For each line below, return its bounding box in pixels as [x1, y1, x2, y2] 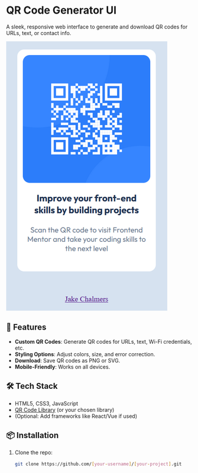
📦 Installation [6, 430, 59, 440]
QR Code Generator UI [6, 4, 117, 17]
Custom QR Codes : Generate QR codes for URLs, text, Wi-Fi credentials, [14, 338, 192, 345]
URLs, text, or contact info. [6, 29, 72, 36]
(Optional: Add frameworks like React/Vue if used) [14, 413, 138, 420]
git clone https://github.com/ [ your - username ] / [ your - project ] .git [14, 461, 182, 467]
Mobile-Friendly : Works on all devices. [14, 363, 111, 370]
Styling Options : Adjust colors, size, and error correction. [14, 350, 155, 357]
